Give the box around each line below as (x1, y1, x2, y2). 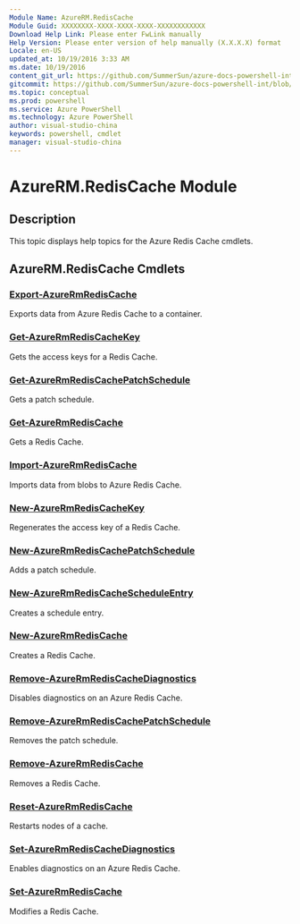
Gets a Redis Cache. (9, 437, 84, 447)
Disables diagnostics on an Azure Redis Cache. (9, 692, 183, 703)
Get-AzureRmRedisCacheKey (9, 331, 141, 343)
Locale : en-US (9, 47, 62, 55)
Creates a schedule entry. (9, 607, 104, 618)
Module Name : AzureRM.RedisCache (9, 13, 134, 22)
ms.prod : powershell (9, 96, 87, 106)
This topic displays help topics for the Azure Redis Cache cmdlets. (9, 235, 254, 246)
